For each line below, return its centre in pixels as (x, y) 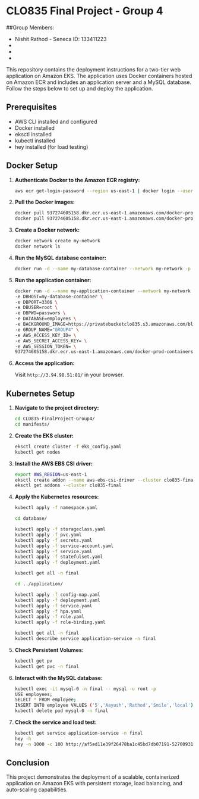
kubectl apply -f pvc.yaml (48, 535)
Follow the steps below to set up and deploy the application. (80, 88)
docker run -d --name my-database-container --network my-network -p (103, 269)
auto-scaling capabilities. (37, 789)
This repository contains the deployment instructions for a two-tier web (94, 69)
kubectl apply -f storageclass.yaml (60, 529)
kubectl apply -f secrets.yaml (53, 540)
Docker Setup (32, 166)
